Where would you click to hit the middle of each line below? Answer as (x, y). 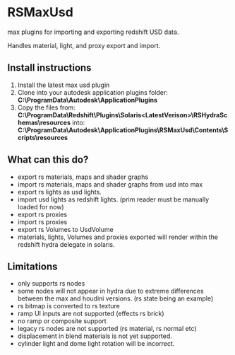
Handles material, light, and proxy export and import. (84, 45)
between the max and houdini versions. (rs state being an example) (115, 298)
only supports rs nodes (51, 284)
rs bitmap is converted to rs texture (68, 306)
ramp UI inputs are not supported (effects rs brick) (91, 314)
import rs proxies (42, 222)
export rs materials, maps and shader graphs (83, 177)
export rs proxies (42, 214)
